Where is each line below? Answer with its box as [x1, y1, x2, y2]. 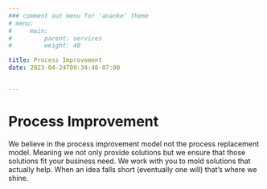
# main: [8, 27, 48, 35]
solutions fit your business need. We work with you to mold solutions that [8, 156, 251, 166]
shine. [8, 173, 29, 183]
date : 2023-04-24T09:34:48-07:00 [8, 64, 121, 72]
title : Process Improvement [8, 56, 103, 64]
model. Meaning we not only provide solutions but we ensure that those [8, 147, 246, 157]
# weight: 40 [8, 42, 81, 50]
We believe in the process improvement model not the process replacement [8, 138, 260, 149]
